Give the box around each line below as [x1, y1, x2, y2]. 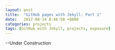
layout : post [5, 7, 33, 13]
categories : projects [5, 21, 52, 27]
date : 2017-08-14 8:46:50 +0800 [5, 17, 79, 22]
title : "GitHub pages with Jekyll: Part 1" [5, 12, 102, 17]
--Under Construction [5, 40, 51, 46]
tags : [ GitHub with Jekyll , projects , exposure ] [5, 26, 111, 31]
